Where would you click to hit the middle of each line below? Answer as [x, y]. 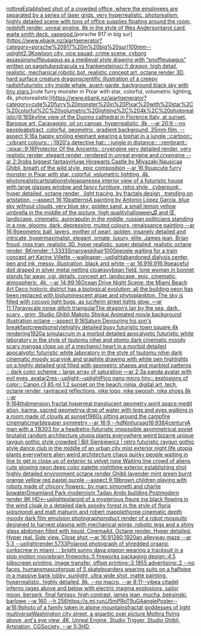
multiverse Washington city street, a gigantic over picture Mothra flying [93, 614]
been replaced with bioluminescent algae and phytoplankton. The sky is [95, 295]
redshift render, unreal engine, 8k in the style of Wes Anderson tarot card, [96, 28]
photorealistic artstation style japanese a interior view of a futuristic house [95, 180]
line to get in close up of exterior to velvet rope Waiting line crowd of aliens [98, 461]
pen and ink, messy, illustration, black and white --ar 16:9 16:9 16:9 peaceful [98, 263]
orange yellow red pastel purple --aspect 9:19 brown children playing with [97, 480]
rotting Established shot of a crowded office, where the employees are [92, 9]
